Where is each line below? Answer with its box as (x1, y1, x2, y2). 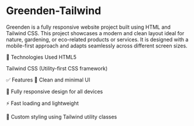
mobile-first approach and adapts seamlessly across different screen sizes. (6, 42, 188, 49)
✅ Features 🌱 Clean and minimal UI (6, 76, 91, 83)
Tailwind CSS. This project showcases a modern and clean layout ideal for (6, 29, 185, 36)
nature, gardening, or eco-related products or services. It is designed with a (6, 36, 189, 43)
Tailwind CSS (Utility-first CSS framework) (6, 64, 108, 71)
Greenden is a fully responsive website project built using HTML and (6, 23, 171, 30)
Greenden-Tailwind (6, 4, 101, 18)
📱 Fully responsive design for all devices (6, 88, 103, 95)
